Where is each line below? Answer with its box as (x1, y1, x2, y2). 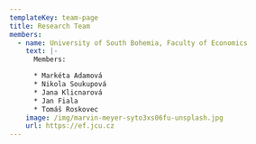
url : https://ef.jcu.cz (25, 121, 115, 130)
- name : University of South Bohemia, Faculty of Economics (17, 38, 248, 48)
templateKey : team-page (9, 13, 99, 22)
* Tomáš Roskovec (32, 104, 99, 113)
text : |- (25, 47, 59, 56)
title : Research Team (9, 22, 91, 31)
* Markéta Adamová (32, 71, 103, 81)
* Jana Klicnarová (32, 87, 103, 97)
